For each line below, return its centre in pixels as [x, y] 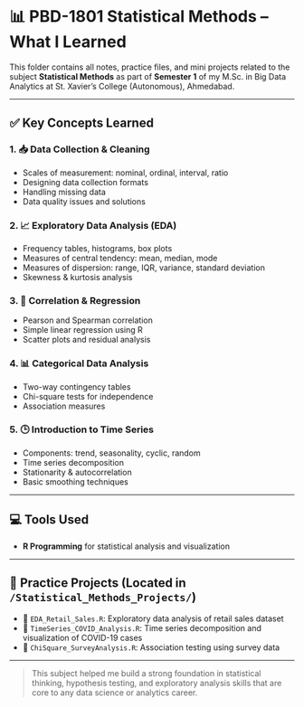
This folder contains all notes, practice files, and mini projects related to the [150, 67]
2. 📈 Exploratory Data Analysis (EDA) [93, 225]
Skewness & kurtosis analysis [77, 277]
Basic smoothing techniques [75, 481]
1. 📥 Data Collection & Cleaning [80, 149]
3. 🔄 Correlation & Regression [75, 300]
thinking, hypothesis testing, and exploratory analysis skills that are [157, 683]
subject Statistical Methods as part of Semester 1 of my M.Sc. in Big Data [148, 76]
